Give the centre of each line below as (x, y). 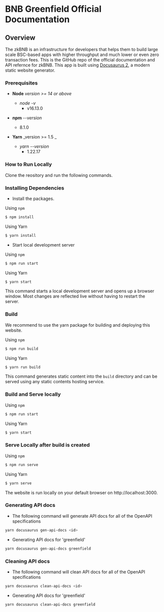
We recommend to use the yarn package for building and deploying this (78, 325)
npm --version (27, 118)
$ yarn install (21, 235)
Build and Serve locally (33, 394)
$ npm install (20, 217)
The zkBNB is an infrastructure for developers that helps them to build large (82, 49)
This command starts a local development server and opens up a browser (80, 291)
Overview (20, 38)
